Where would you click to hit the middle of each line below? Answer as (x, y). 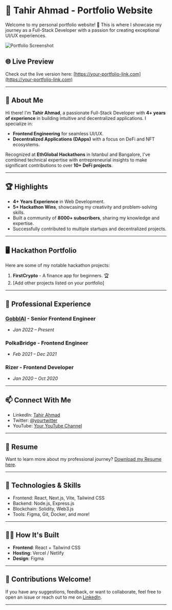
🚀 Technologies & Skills (43, 486)
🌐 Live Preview (30, 62)
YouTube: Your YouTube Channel (47, 426)
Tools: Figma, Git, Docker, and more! (51, 514)
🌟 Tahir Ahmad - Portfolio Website (79, 11)
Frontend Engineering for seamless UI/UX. (58, 133)
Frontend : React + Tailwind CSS (47, 547)
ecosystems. (26, 144)
